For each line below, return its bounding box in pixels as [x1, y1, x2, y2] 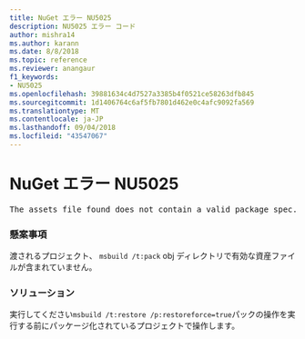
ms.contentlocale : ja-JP [9, 115, 104, 124]
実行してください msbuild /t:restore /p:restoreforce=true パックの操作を [9, 309, 289, 320]
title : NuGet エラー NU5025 [9, 13, 112, 23]
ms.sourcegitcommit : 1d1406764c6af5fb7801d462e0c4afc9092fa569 [9, 97, 255, 107]
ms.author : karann [9, 38, 79, 48]
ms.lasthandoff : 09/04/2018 [9, 124, 117, 133]
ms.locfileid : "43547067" [9, 132, 107, 141]
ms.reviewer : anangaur [9, 65, 96, 74]
